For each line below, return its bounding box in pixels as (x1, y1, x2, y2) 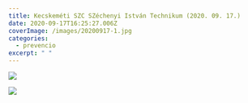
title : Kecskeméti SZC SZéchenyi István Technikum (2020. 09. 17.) (8, 11, 242, 20)
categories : (8, 34, 49, 43)
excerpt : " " (8, 49, 53, 57)
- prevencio (15, 42, 57, 50)
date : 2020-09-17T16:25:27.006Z (8, 19, 118, 27)
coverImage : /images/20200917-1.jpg (8, 27, 132, 35)
